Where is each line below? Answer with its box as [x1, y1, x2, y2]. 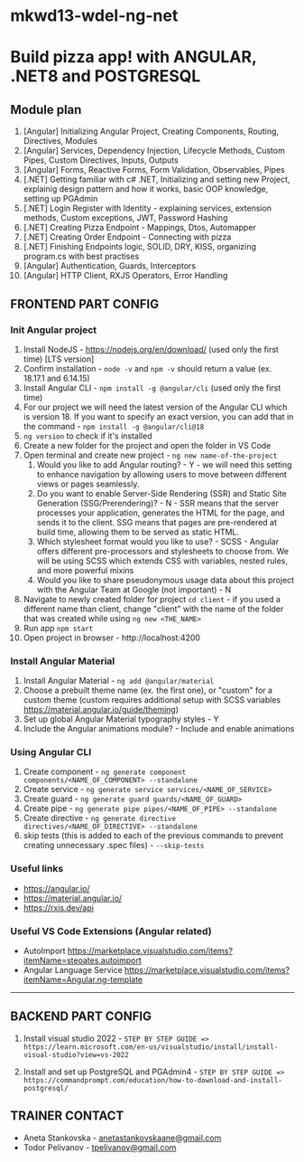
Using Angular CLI [10, 746, 92, 759]
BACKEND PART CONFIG [10, 1009, 152, 1025]
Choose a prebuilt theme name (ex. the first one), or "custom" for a [23, 685, 273, 696]
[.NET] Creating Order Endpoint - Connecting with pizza [23, 231, 232, 242]
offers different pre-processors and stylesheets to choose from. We [36, 545, 290, 556]
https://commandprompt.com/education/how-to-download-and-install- [23, 1075, 282, 1085]
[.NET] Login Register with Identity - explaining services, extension [23, 203, 272, 213]
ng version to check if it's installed [23, 430, 152, 441]
